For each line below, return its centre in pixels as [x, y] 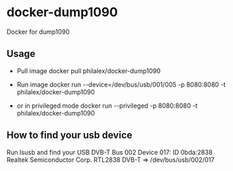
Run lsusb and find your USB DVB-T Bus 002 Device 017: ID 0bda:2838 [109, 152]
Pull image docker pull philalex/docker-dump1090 [89, 70]
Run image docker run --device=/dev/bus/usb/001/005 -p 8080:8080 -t [121, 84]
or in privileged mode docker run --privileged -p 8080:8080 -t [107, 106]
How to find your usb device [70, 135]
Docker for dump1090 [38, 32]
